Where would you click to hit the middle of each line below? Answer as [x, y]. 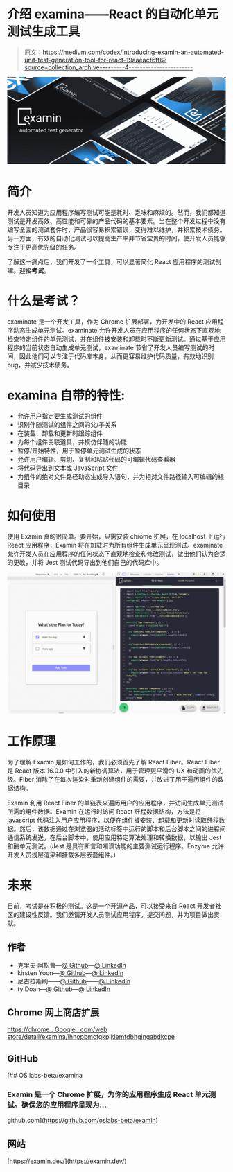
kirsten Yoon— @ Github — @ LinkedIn [70, 973]
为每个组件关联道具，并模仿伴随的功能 [72, 442]
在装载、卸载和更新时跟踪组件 [60, 433]
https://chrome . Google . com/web [57, 1029]
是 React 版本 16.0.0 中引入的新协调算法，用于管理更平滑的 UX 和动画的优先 [115, 771]
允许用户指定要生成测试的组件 [60, 416]
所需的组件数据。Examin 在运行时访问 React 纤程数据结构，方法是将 [104, 811]
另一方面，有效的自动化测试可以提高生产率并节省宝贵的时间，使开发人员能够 [116, 238]
